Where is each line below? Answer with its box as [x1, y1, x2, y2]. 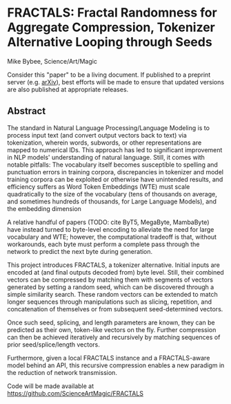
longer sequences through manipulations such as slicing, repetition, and [7, 297, 212, 306]
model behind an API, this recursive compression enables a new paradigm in [7, 361, 225, 369]
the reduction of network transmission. [7, 368, 117, 376]
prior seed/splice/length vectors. [7, 340, 100, 349]
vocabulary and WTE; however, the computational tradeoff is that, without [7, 232, 217, 241]
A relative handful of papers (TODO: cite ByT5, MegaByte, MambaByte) [7, 218, 210, 226]
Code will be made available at [7, 382, 94, 390]
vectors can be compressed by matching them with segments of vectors [7, 275, 214, 284]
